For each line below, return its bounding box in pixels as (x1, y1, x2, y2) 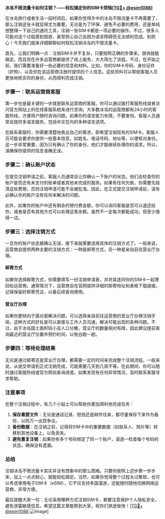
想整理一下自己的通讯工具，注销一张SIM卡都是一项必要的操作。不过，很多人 (5, 28, 160, 33)
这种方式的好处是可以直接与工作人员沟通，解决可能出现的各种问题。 (13, 319, 151, 325)
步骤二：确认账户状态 (5, 161, 55, 168)
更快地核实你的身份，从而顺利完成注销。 (5, 75, 87, 81)
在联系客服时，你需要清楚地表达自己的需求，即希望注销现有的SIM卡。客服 (5, 129, 155, 135)
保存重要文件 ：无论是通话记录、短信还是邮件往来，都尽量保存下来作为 (12, 411, 155, 417)
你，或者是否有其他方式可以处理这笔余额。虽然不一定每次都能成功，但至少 (5, 209, 156, 214)
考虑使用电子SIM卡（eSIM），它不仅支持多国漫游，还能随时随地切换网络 (9, 480, 155, 486)
